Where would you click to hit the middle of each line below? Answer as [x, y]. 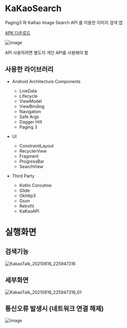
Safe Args [29, 117]
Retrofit [27, 206]
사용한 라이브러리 [29, 69]
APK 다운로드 [18, 33]
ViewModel [31, 101]
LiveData [28, 91]
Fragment [29, 156]
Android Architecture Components [46, 81]
